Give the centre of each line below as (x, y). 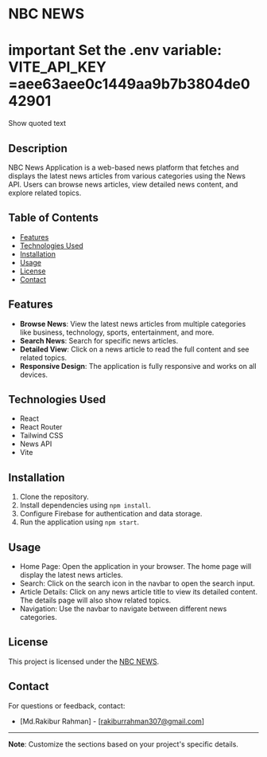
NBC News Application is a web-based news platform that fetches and (124, 167)
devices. (34, 375)
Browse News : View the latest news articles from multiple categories (133, 324)
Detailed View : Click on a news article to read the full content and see (134, 349)
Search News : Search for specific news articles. (99, 340)
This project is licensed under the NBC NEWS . (84, 661)
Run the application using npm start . (79, 522)
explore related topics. (45, 193)
